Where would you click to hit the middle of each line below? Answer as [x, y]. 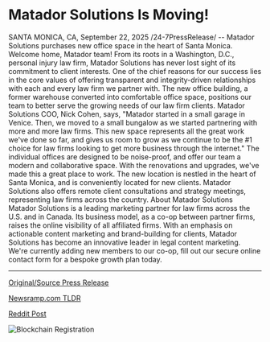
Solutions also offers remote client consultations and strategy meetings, [127, 191]
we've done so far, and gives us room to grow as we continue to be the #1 [131, 139]
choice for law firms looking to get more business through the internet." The [134, 148]
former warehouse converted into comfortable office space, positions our [130, 97]
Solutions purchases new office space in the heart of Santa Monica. [121, 45]
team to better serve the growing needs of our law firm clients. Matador [127, 105]
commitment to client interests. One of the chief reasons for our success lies [135, 71]
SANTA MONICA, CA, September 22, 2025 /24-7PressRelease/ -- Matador [131, 37]
